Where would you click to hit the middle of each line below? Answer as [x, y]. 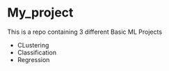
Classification [37, 52]
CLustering [33, 45]
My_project [40, 13]
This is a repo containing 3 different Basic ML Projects [84, 32]
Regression [33, 59]
